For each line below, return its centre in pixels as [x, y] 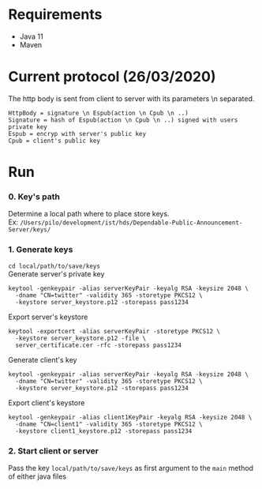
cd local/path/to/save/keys [54, 266]
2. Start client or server [53, 450]
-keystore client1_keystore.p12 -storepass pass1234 [104, 431]
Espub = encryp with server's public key [77, 134]
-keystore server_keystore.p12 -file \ [81, 338]
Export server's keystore [48, 317]
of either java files [37, 476]
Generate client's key [43, 359]
